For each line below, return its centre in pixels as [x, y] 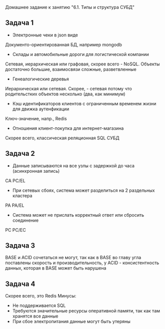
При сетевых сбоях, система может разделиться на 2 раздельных [83, 190]
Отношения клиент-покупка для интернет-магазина [68, 128]
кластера [22, 195]
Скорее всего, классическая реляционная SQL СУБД [62, 138]
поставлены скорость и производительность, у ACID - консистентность [82, 263]
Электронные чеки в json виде [45, 35]
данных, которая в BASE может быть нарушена [56, 268]
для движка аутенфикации [41, 109]
